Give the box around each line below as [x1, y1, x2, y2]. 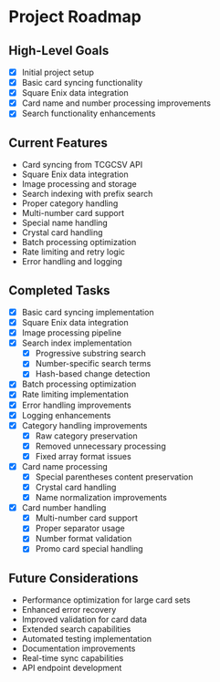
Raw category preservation [35, 430, 138, 441]
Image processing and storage [21, 179, 138, 190]
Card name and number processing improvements [21, 98, 212, 108]
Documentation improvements [21, 643, 136, 654]
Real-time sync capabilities [21, 653, 124, 664]
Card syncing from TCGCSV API [21, 160, 143, 170]
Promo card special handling [35, 543, 143, 554]
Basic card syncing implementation [21, 306, 154, 317]
